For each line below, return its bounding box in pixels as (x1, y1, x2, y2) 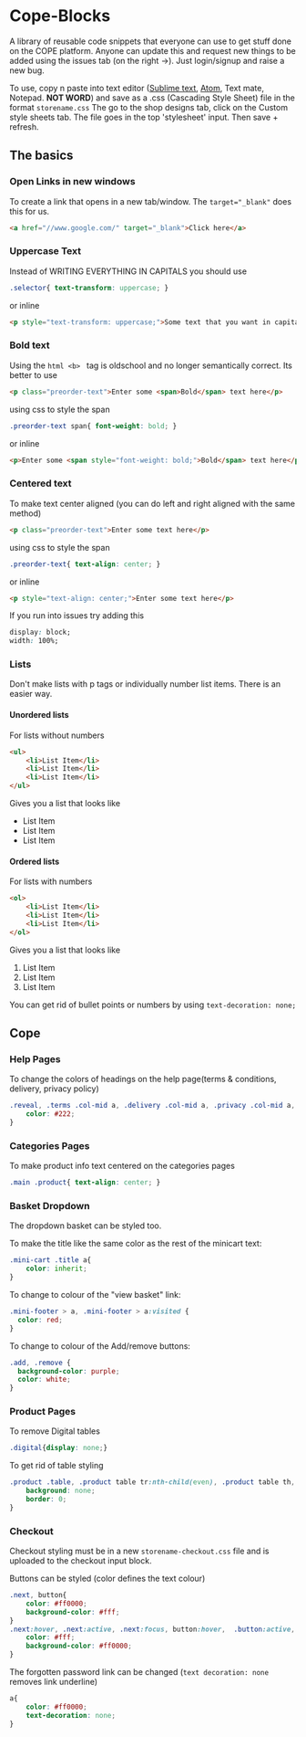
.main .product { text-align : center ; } (9, 1178, 161, 1187)
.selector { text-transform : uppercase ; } (9, 283, 169, 292)
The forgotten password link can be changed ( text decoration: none (9, 1667, 270, 1678)
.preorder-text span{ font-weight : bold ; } (9, 421, 178, 430)
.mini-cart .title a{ (9, 1256, 92, 1265)
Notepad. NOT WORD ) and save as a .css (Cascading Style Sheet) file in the (9, 92, 296, 103)
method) (9, 508, 42, 519)
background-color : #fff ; (25, 1607, 120, 1616)
